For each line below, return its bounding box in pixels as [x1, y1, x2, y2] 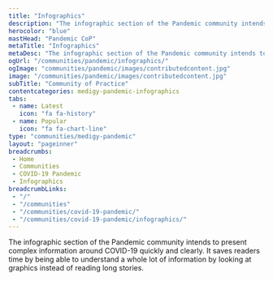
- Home [11, 155, 35, 163]
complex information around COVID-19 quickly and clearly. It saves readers [8, 246, 260, 256]
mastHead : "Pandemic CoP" [8, 34, 96, 43]
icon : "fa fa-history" [19, 110, 96, 118]
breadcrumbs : [8, 147, 53, 155]
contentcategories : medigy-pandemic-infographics [8, 87, 180, 96]
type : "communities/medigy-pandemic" [8, 132, 136, 140]
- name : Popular [11, 117, 67, 126]
